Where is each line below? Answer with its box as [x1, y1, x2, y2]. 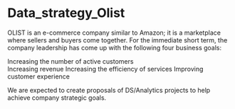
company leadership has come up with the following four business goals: [7, 43, 222, 52]
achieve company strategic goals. [7, 93, 107, 102]
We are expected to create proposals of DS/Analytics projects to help [7, 86, 211, 94]
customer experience [7, 72, 70, 81]
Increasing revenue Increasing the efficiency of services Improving [7, 64, 204, 73]
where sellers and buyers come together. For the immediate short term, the [7, 35, 228, 44]
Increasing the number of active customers [7, 57, 134, 65]
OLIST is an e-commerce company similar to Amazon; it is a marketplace [7, 28, 221, 37]
